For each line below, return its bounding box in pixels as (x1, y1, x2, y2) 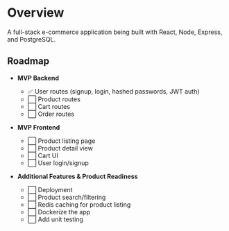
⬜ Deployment (27, 185, 73, 194)
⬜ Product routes (27, 95, 81, 103)
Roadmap (7, 55, 50, 67)
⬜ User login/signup (27, 158, 89, 167)
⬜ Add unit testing (27, 215, 83, 223)
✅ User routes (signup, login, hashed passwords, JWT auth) (27, 87, 200, 95)
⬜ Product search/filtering (27, 193, 106, 201)
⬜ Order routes (27, 110, 75, 118)
